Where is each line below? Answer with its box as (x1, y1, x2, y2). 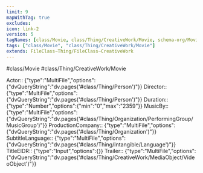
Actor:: (6, 76, 23, 83)
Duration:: (143, 96, 169, 103)
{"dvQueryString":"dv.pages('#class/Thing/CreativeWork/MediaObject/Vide (6, 154, 195, 161)
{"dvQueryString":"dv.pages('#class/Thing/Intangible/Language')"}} (6, 140, 176, 148)
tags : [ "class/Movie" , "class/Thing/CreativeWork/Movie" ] (6, 43, 155, 49)
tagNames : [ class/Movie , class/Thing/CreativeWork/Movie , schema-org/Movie (6, 37, 201, 43)
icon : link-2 (6, 25, 39, 32)
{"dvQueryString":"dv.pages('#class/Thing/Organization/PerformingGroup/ (6, 115, 193, 122)
